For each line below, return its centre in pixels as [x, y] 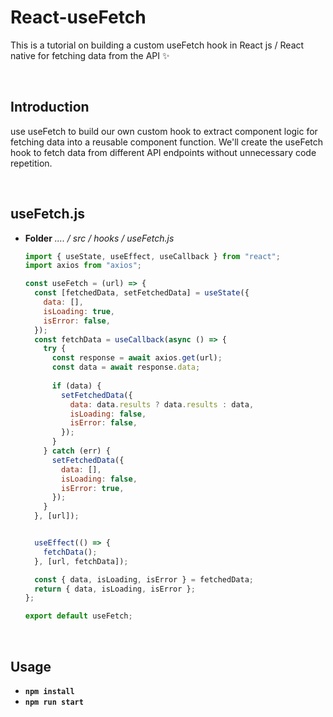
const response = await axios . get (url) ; [137, 358]
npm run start [54, 702]
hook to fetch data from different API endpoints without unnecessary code [163, 152]
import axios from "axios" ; [83, 266]
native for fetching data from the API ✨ [90, 55]
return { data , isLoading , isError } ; [115, 589]
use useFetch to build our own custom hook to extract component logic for [164, 131]
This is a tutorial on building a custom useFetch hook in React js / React [157, 45]
